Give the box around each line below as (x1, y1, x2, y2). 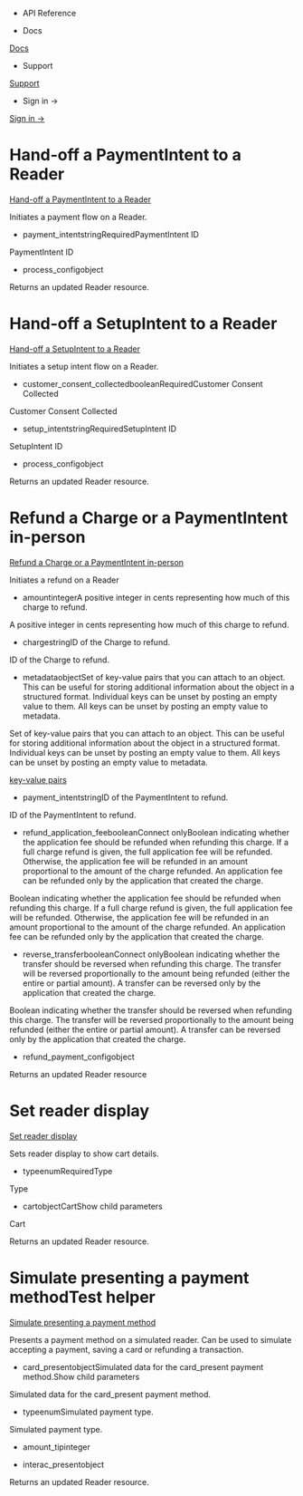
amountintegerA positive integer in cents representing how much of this (22, 592, 290, 603)
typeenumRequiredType (22, 1165, 113, 1176)
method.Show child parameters (22, 1371, 140, 1382)
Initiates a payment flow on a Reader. (9, 211, 147, 222)
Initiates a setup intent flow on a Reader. (9, 361, 159, 372)
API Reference (22, 8, 77, 18)
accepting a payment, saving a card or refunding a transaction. (9, 1344, 244, 1355)
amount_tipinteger (22, 1441, 90, 1453)
